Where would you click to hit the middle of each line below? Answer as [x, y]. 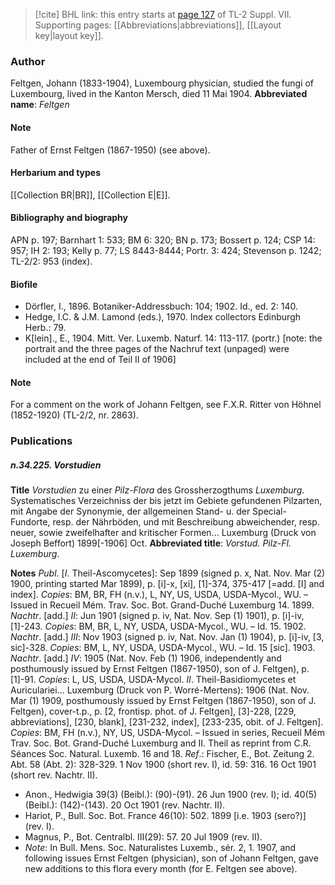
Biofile [24, 284]
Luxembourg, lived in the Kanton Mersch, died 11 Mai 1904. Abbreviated [159, 94]
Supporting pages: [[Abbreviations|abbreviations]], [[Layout [158, 25]
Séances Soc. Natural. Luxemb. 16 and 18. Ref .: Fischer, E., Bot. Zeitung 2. [162, 754]
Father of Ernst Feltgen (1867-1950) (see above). [110, 150]
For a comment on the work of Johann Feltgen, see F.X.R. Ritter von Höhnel [166, 405]
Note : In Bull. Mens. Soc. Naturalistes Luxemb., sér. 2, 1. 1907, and [160, 848]
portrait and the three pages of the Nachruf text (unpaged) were [157, 349]
